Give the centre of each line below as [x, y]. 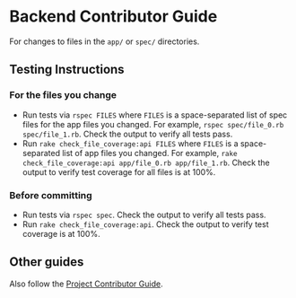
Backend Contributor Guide [113, 17]
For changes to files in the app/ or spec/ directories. [104, 41]
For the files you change [63, 95]
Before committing [51, 195]
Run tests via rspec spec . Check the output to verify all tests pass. [144, 215]
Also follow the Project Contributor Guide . [86, 284]
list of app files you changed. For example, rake [150, 153]
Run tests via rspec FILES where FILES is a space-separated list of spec [155, 115]
